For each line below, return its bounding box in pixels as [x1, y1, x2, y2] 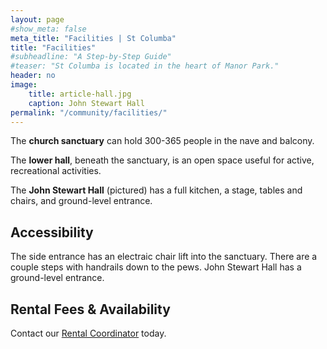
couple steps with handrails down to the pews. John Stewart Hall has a [10, 261, 302, 273]
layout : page [10, 14, 65, 25]
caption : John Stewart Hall [28, 98, 145, 108]
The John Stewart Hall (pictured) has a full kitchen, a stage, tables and [10, 184, 303, 196]
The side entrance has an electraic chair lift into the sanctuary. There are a [10, 251, 318, 263]
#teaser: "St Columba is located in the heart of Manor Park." [10, 61, 280, 71]
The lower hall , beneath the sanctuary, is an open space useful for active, [10, 154, 315, 166]
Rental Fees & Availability [10, 301, 171, 318]
